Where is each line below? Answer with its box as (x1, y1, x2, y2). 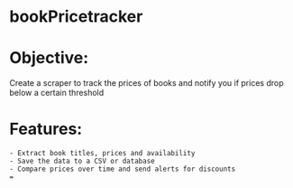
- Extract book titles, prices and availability (9, 149, 196, 158)
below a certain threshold (9, 88, 105, 99)
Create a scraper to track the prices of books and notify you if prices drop (9, 78, 284, 89)
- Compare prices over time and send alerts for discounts (9, 164, 236, 174)
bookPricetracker (9, 6, 143, 27)
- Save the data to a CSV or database (9, 156, 155, 166)
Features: (9, 119, 83, 139)
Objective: (9, 48, 89, 69)
